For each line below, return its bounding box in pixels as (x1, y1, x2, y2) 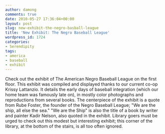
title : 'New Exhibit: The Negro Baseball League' (5, 30, 110, 35)
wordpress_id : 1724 (5, 35, 46, 40)
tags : (5, 48, 16, 53)
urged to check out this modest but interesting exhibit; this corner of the (5, 118, 153, 124)
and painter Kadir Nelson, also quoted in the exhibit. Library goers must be (5, 113, 158, 119)
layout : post (5, 21, 32, 26)
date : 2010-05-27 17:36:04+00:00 (5, 16, 75, 21)
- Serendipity (5, 44, 35, 49)
